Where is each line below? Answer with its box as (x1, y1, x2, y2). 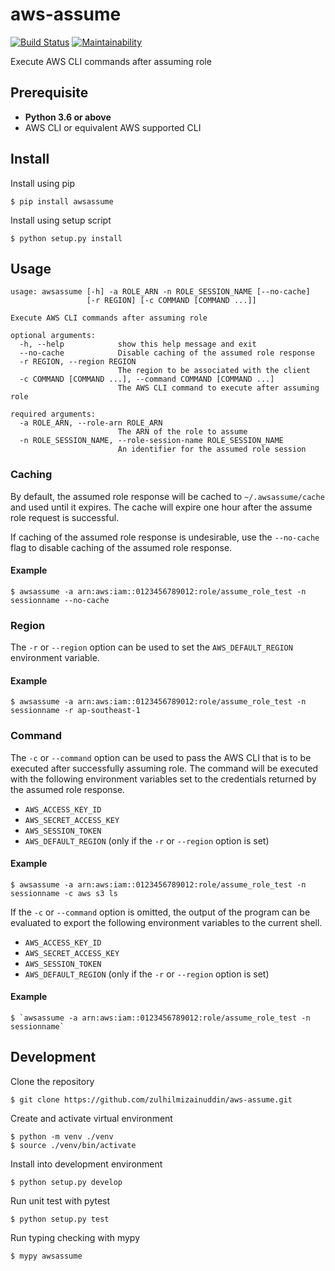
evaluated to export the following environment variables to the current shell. (10, 916, 323, 928)
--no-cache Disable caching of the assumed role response (19, 348, 315, 358)
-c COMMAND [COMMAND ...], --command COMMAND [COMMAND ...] (19, 374, 275, 385)
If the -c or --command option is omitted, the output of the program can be (10, 906, 311, 918)
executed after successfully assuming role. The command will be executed (10, 762, 319, 774)
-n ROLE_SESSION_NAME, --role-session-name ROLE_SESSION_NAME (19, 436, 284, 446)
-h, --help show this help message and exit (19, 339, 257, 350)
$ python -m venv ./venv (10, 1131, 114, 1142)
